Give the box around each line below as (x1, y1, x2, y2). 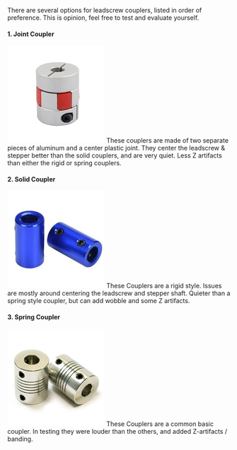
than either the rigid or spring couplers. (7, 159, 122, 167)
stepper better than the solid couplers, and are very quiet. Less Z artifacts (7, 151, 223, 160)
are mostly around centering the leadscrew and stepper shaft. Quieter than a (7, 289, 231, 297)
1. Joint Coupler (7, 30, 54, 38)
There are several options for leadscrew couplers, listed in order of (7, 6, 202, 14)
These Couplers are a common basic (105, 420, 214, 428)
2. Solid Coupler (7, 174, 56, 183)
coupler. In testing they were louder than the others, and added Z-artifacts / (7, 427, 228, 435)
